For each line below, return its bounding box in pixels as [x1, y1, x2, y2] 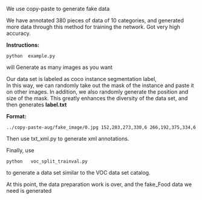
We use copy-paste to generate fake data [6, 5, 110, 12]
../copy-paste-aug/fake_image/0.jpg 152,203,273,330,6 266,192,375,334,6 [6, 124, 197, 131]
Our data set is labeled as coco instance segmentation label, [6, 76, 157, 82]
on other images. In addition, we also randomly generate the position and [6, 88, 189, 95]
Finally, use [6, 147, 34, 153]
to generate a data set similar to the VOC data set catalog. [6, 169, 151, 176]
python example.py [6, 53, 56, 59]
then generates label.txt [6, 101, 67, 108]
